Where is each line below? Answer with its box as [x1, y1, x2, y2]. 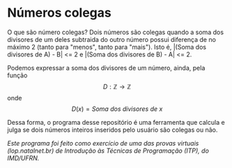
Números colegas [7, 5, 111, 21]
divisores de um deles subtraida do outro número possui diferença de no [7, 35, 216, 43]
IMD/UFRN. [7, 153, 40, 162]
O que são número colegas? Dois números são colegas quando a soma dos [7, 28, 224, 36]
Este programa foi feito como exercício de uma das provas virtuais [7, 139, 199, 147]
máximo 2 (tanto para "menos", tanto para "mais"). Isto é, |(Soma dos [7, 43, 207, 51]
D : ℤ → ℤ [103, 82, 131, 91]
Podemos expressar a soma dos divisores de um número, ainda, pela [7, 63, 206, 72]
